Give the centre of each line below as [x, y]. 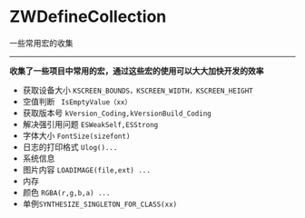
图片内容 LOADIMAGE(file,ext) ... [87, 169]
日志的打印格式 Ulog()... [70, 146]
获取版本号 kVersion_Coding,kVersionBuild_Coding [117, 113]
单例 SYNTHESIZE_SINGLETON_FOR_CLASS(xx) [100, 203]
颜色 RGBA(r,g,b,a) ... [66, 192]
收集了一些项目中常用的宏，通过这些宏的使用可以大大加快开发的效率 [137, 71]
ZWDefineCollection [88, 17]
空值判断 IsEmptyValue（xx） [77, 101]
